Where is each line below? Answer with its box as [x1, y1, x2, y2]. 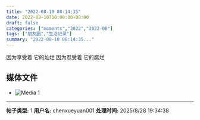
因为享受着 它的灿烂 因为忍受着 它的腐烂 [6, 54, 105, 60]
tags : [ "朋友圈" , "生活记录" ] [6, 31, 73, 37]
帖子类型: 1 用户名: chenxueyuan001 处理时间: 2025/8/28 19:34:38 [6, 107, 170, 114]
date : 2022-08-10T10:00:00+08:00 [6, 14, 89, 20]
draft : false [6, 20, 39, 26]
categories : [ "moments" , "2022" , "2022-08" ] [6, 25, 113, 32]
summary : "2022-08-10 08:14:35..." [6, 36, 95, 42]
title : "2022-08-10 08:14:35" [6, 8, 82, 15]
